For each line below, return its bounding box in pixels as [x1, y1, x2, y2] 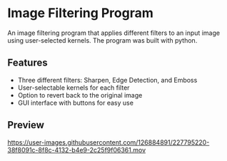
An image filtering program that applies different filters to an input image [7, 28, 220, 37]
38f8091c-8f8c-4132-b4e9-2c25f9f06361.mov [7, 145, 146, 154]
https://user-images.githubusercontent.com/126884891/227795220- [7, 137, 210, 147]
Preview [7, 119, 45, 131]
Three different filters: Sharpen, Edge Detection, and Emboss [17, 76, 198, 84]
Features [7, 57, 48, 69]
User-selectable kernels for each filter [17, 83, 130, 92]
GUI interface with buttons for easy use [17, 98, 134, 107]
